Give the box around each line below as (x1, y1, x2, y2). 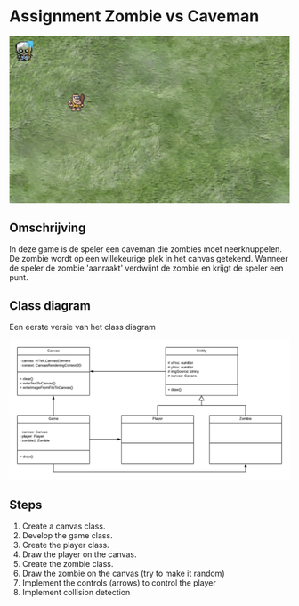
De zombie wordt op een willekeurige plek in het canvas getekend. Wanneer (9, 254, 289, 264)
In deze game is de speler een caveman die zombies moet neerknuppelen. (9, 244, 283, 255)
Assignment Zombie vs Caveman (9, 6, 260, 27)
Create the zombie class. (21, 559, 114, 570)
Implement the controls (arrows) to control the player (21, 578, 216, 588)
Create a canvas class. (21, 521, 106, 531)
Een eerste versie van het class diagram (9, 322, 156, 333)
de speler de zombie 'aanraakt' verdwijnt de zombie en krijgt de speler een (9, 263, 284, 273)
